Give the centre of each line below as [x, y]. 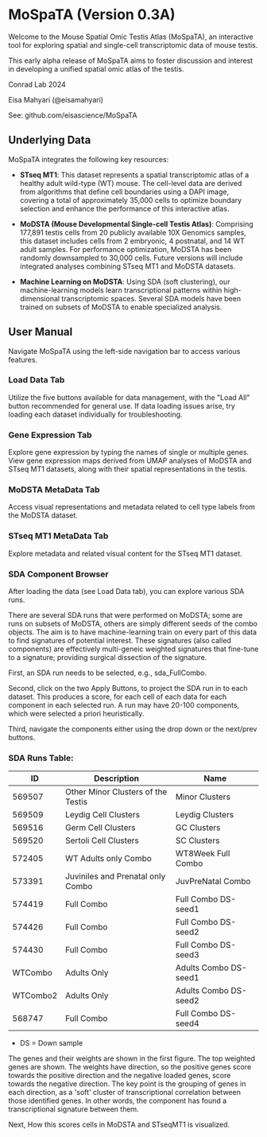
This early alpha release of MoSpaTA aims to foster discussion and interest [131, 60]
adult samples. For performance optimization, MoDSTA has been [126, 249]
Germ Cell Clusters [100, 828]
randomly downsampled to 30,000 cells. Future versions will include [132, 258]
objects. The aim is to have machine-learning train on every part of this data [132, 632]
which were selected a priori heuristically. [76, 714]
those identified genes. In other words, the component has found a [118, 1101]
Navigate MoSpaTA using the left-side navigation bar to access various [124, 351]
